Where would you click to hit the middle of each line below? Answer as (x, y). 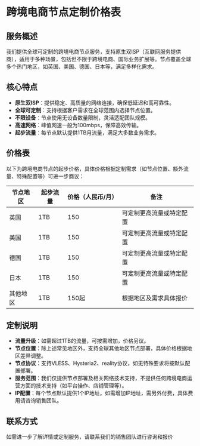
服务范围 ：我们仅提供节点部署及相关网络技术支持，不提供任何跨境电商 (101, 378)
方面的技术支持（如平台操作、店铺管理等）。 (74, 386)
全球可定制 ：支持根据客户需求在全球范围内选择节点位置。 (85, 110)
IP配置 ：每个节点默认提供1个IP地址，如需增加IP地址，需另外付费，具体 (101, 393)
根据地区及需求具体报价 (154, 298)
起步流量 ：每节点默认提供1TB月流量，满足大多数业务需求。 (87, 133)
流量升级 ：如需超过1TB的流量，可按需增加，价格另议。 (82, 341)
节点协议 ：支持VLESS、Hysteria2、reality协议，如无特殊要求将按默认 (100, 363)
